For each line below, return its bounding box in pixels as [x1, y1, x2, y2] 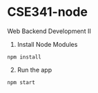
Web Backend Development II [7, 27, 91, 35]
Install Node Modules [17, 40, 78, 48]
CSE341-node [7, 4, 88, 20]
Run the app [17, 65, 52, 74]
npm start [7, 79, 36, 86]
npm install [7, 53, 41, 61]
